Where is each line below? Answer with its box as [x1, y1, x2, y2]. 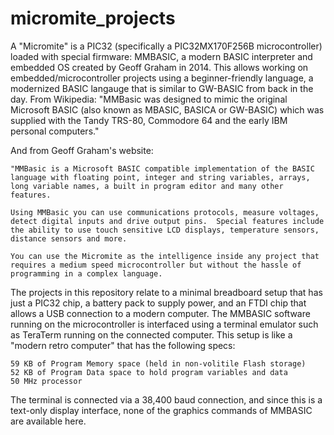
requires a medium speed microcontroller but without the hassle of [10, 260, 302, 270]
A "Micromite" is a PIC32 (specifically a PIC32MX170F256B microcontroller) [10, 40, 323, 52]
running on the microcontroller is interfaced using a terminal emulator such [10, 318, 319, 330]
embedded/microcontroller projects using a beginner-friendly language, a [10, 72, 314, 84]
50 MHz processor [10, 376, 83, 386]
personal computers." [10, 125, 100, 137]
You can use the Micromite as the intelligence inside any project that [10, 251, 320, 261]
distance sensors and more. [10, 233, 128, 244]
